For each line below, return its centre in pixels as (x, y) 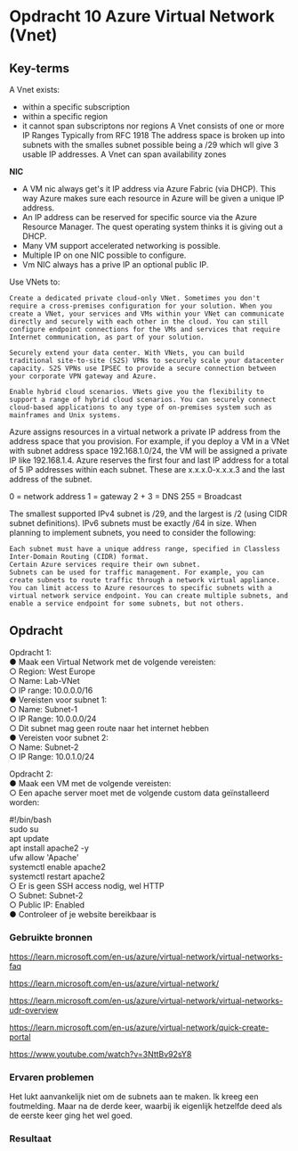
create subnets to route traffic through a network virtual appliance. (145, 580)
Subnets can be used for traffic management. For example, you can (137, 572)
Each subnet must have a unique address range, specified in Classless (145, 549)
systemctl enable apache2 (58, 867)
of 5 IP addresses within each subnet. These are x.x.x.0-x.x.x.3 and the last (147, 469)
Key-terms (39, 68)
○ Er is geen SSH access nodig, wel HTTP (87, 885)
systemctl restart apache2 (57, 876)
